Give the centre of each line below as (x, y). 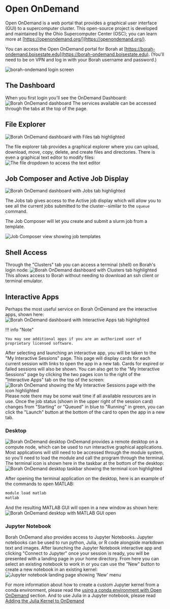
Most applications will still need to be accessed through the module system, (84, 453)
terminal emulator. (24, 281)
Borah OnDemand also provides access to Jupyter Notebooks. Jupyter (79, 537)
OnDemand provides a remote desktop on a (112, 442)
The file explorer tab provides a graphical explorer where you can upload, (82, 146)
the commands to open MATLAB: (40, 484)
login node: (17, 270)
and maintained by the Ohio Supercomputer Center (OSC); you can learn (81, 33)
